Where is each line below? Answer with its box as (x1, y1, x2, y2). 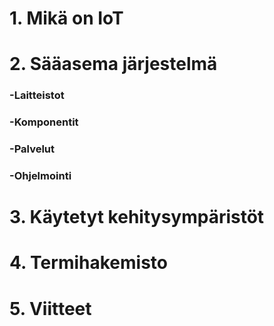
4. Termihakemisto (9, 252, 168, 274)
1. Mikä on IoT (9, 7, 124, 30)
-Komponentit (9, 115, 79, 129)
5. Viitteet (9, 297, 92, 320)
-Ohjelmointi (9, 169, 72, 183)
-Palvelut (9, 142, 56, 156)
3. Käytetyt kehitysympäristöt (9, 206, 265, 229)
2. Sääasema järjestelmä (9, 53, 218, 76)
